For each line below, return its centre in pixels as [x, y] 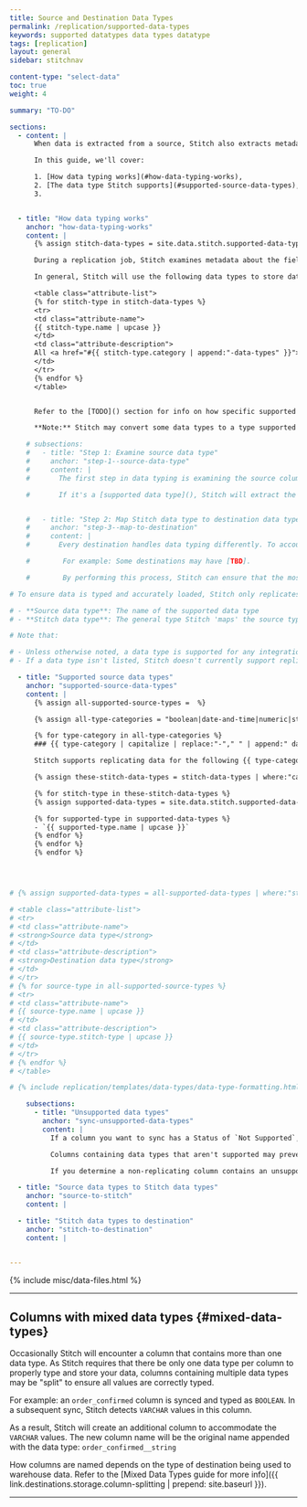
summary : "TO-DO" [42, 111]
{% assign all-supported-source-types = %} [120, 703]
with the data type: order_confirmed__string [93, 1447]
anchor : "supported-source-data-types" [102, 685]
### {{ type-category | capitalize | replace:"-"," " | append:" [160, 744]
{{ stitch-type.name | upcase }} [97, 327]
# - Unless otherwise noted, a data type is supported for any [132, 653]
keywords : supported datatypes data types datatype [110, 35]
